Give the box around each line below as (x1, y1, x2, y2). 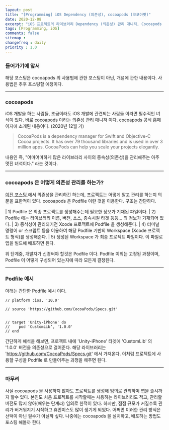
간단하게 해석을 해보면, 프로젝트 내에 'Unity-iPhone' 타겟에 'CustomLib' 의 (5, 338, 152, 344)
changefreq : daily (5, 40, 46, 45)
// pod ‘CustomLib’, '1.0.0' (5, 324, 73, 329)
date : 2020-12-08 (5, 17, 42, 22)
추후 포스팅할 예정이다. (18, 81, 63, 87)
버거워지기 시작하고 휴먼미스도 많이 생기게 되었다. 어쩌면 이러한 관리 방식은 (14, 407, 161, 413)
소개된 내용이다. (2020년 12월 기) (18, 123, 84, 129)
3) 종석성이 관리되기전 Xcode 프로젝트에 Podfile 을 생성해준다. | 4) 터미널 (14, 221, 159, 227)
